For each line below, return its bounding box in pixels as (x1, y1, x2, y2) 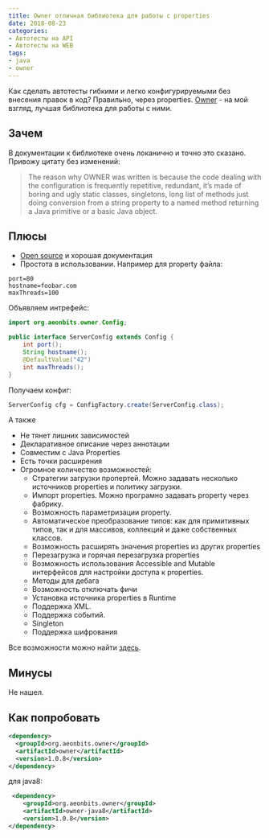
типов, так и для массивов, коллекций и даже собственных (31, 524, 237, 535)
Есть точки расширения (19, 456, 103, 466)
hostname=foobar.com (8, 282, 78, 290)
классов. (31, 533, 63, 543)
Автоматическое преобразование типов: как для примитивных (31, 516, 250, 526)
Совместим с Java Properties (19, 448, 120, 458)
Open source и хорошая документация (19, 251, 153, 261)
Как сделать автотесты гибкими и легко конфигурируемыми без (8, 86, 231, 96)
